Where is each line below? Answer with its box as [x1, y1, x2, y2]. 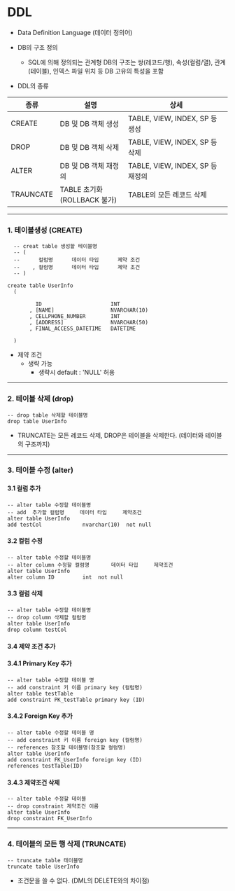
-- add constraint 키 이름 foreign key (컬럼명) [7, 737, 143, 744]
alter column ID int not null [7, 574, 124, 581]
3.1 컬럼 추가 [7, 484, 41, 492]
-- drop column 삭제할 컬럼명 [7, 614, 87, 621]
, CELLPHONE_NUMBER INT [29, 313, 120, 320]
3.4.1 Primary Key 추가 [7, 659, 72, 668]
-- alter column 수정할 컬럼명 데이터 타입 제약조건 [7, 561, 173, 568]
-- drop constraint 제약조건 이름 [7, 803, 99, 810]
